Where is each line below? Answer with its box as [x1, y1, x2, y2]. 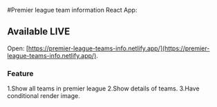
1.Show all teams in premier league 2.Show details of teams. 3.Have [7, 84, 200, 93]
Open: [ [7, 44, 29, 52]
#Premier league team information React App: [7, 6, 138, 14]
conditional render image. [7, 92, 81, 100]
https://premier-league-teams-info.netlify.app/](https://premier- [28, 44, 210, 52]
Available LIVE [7, 26, 70, 37]
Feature [7, 68, 34, 78]
